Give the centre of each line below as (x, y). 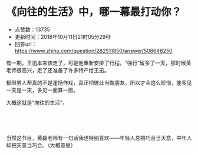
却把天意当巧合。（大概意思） (41, 145)
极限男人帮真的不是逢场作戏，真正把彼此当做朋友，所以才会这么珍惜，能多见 (99, 82)
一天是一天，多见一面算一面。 (42, 90)
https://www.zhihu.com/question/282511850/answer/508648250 (93, 51)
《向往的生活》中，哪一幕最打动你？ (94, 12)
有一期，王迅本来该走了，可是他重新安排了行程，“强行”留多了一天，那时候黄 (99, 63)
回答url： (26, 44)
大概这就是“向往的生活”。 (37, 102)
